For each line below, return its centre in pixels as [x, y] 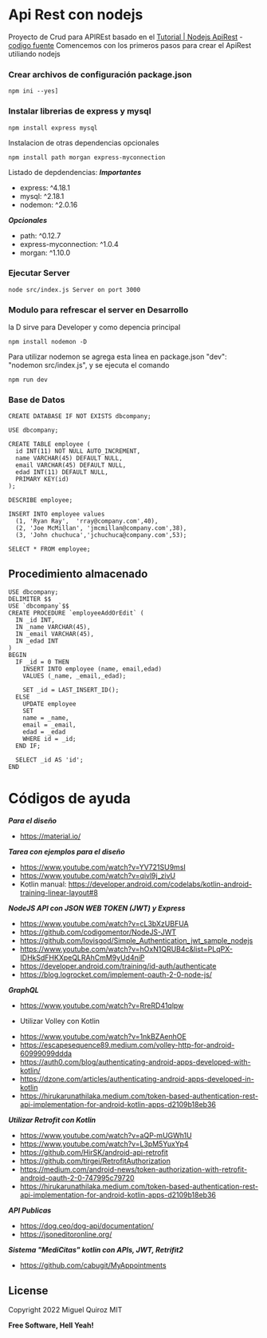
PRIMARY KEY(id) [42, 480]
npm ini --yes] [33, 91]
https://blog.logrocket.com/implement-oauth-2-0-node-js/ [116, 975]
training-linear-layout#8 [59, 893]
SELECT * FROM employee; [49, 549]
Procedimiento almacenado [78, 573]
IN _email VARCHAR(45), [55, 634]
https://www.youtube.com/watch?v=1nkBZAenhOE [103, 1037]
